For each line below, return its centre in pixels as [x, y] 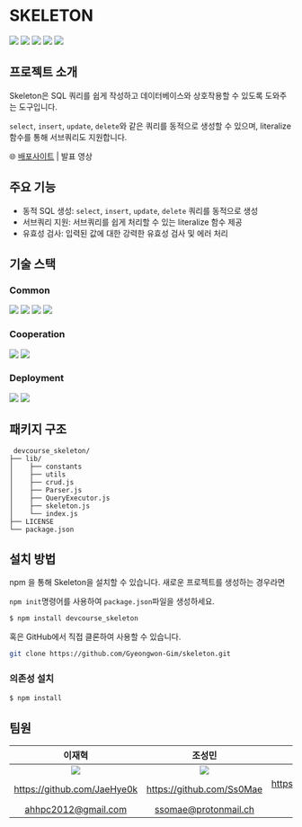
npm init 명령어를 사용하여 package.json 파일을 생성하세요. [112, 601]
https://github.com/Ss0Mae [205, 789]
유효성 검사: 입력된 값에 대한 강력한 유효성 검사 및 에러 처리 [125, 233]
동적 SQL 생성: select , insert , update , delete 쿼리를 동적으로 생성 [140, 210]
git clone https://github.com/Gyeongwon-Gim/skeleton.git [120, 654]
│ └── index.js [44, 513]
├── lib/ [26, 458]
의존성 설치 [32, 679]
